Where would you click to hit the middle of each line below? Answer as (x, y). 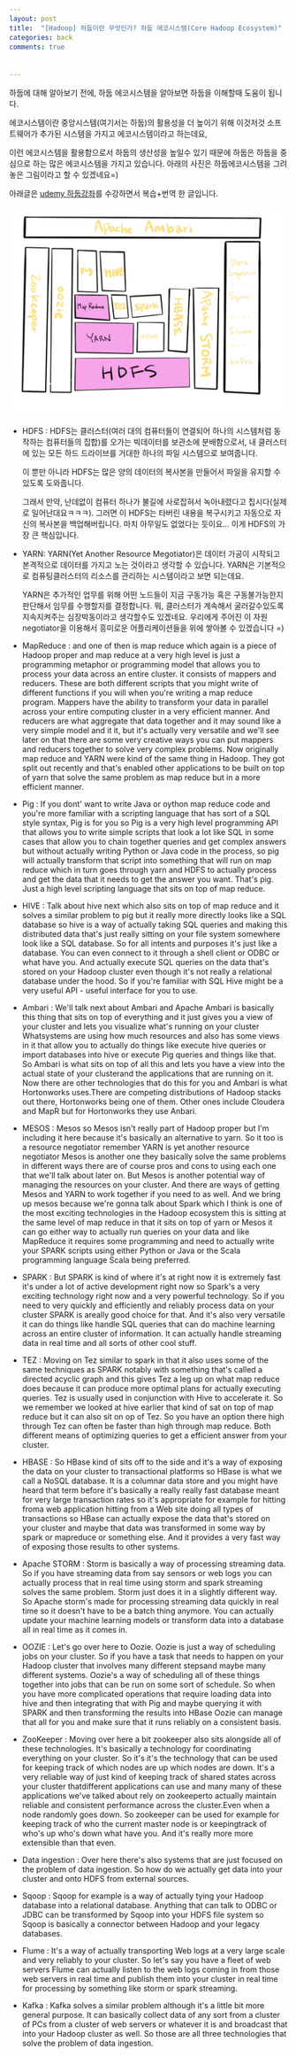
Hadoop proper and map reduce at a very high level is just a (131, 655)
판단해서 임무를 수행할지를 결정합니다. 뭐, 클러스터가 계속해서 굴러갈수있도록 (153, 606)
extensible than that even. (69, 1843)
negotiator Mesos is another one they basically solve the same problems (154, 1156)
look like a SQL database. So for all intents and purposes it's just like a (149, 943)
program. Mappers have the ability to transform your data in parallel (145, 702)
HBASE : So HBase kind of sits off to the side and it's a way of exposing (152, 1462)
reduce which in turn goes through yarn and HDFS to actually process (149, 870)
